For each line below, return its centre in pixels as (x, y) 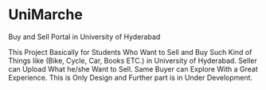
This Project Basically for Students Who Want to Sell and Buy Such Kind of (130, 52)
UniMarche (46, 15)
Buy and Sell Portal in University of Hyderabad (84, 37)
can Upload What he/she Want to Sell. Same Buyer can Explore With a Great (133, 68)
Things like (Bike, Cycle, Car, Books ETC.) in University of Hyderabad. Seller (133, 61)
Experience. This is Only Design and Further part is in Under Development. (131, 77)
